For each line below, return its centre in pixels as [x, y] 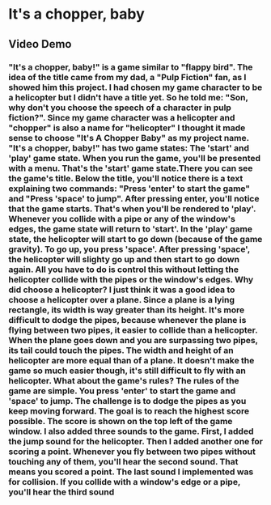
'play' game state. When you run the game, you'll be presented [135, 158]
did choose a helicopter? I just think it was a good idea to [122, 290]
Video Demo [40, 44]
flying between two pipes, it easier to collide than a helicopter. [133, 330]
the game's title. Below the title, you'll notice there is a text [126, 178]
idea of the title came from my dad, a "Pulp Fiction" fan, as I [127, 77]
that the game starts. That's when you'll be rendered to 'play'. [132, 209]
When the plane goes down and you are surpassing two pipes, [133, 340]
